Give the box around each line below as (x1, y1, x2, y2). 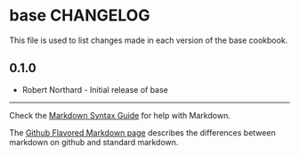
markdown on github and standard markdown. (9, 136, 179, 147)
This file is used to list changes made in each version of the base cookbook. (9, 35, 288, 45)
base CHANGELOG (9, 5, 150, 26)
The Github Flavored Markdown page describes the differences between (9, 127, 276, 138)
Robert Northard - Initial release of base (21, 84, 169, 94)
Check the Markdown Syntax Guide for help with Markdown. (9, 110, 231, 120)
